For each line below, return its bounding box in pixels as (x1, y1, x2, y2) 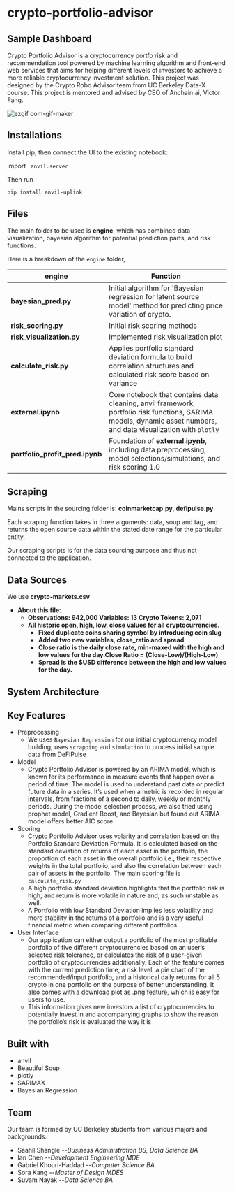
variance (109, 378, 138, 388)
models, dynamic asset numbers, (109, 416, 217, 426)
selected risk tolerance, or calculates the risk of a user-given (27, 951, 203, 959)
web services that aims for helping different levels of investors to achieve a (7, 66, 223, 74)
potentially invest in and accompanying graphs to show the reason (27, 1010, 219, 1018)
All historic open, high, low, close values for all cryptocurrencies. (27, 621, 220, 630)
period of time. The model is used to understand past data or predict (27, 780, 225, 788)
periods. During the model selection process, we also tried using (27, 802, 213, 811)
